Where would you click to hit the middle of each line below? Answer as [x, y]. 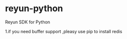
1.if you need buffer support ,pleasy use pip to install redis [64, 31]
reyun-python [34, 9]
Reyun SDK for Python [28, 22]
